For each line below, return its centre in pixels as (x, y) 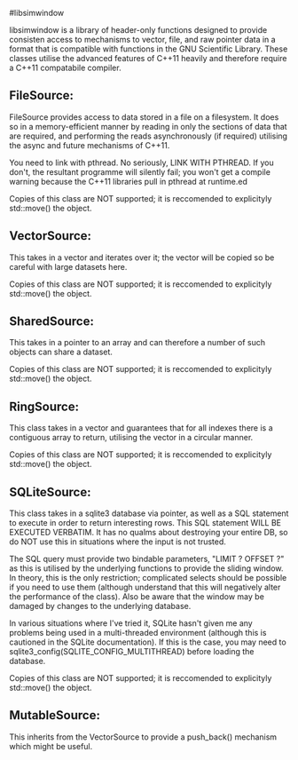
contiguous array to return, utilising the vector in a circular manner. (131, 438)
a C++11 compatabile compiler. (65, 67)
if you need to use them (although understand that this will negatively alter (145, 587)
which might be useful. (51, 746)
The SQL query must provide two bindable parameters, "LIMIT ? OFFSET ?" (147, 559)
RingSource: (44, 406)
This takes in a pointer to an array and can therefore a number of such (137, 343)
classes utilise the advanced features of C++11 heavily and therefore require (148, 58)
